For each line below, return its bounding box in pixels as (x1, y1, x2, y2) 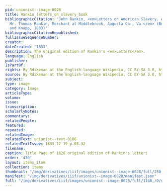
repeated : (5, 127, 26, 132)
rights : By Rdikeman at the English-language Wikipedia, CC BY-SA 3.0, (5, 68, 157, 73)
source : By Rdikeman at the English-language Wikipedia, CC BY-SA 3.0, (5, 72, 157, 77)
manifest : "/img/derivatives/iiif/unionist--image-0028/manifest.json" (5, 174, 157, 179)
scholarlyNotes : (5, 109, 39, 114)
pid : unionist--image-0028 (5, 7, 61, 12)
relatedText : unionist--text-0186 (5, 137, 77, 142)
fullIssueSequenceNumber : (5, 35, 59, 40)
